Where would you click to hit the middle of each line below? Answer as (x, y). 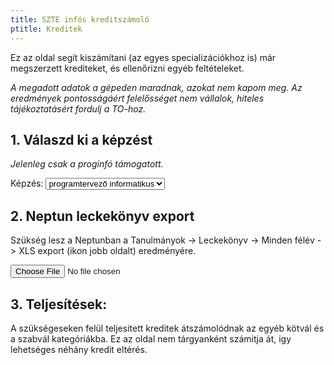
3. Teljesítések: (59, 304)
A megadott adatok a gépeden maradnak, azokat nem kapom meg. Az (156, 87)
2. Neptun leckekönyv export (102, 216)
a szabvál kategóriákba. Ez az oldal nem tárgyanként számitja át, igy (151, 338)
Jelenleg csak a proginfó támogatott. (87, 164)
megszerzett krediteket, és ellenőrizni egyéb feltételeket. (127, 68)
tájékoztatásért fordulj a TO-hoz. (78, 108)
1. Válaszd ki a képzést (81, 139)
